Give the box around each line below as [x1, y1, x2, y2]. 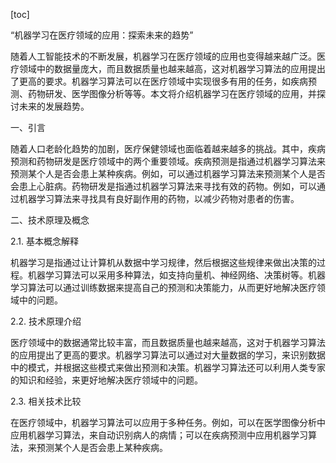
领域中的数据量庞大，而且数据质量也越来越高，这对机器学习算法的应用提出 [18, 63, 326, 74]
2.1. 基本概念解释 [10, 235, 80, 247]
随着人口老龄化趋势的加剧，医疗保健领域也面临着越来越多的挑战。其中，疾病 [10, 143, 326, 154]
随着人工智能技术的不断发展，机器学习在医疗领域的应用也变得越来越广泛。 [10, 50, 317, 62]
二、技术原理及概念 [10, 214, 90, 226]
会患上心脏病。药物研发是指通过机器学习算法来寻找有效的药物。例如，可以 [10, 180, 317, 192]
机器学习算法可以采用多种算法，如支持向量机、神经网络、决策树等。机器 [27, 269, 326, 281]
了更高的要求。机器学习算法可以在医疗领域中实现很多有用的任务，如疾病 [10, 75, 308, 87]
